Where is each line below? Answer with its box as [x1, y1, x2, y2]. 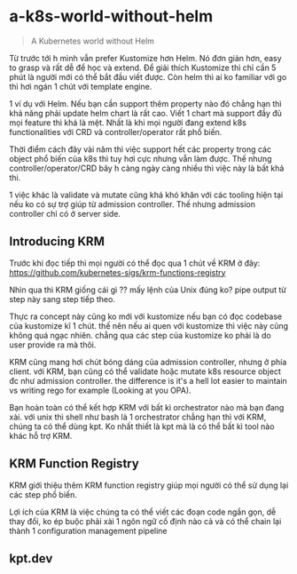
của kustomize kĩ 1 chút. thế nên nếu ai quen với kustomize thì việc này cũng [9, 320, 289, 331]
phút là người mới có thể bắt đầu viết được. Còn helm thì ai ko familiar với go [9, 71, 287, 82]
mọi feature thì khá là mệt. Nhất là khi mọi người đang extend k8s [9, 117, 246, 128]
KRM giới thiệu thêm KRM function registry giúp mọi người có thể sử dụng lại [9, 480, 289, 490]
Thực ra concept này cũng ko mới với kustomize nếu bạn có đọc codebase [9, 311, 283, 322]
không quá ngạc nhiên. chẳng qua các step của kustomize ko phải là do [9, 330, 272, 340]
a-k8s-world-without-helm [9, 6, 214, 27]
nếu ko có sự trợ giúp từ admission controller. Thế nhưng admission [9, 198, 255, 210]
